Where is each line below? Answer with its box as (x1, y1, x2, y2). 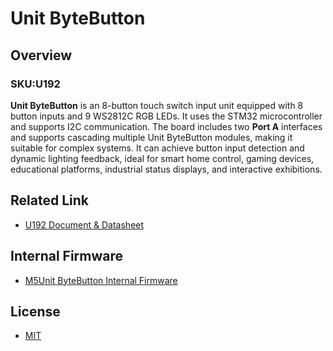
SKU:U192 (10, 77, 61, 91)
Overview (10, 47, 73, 64)
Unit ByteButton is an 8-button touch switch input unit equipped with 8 (10, 99, 304, 111)
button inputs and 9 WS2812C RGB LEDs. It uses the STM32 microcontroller (10, 110, 323, 122)
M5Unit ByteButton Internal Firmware (24, 274, 178, 286)
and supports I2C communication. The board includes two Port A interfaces (10, 120, 323, 132)
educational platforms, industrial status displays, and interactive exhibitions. (10, 163, 323, 175)
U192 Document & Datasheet (24, 218, 145, 231)
